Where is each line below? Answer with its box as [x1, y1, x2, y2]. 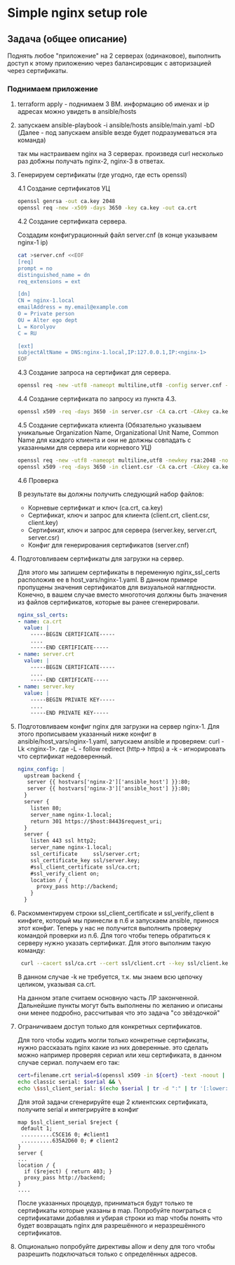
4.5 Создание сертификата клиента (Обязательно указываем [17, 420, 201, 429]
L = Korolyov [17, 323, 56, 330]
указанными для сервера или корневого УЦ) [17, 443, 152, 451]
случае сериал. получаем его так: [17, 1058, 120, 1066]
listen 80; [30, 805, 62, 812]
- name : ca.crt [17, 618, 62, 625]
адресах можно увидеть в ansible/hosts [17, 108, 137, 116]
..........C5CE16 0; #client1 [20, 1131, 109, 1138]
